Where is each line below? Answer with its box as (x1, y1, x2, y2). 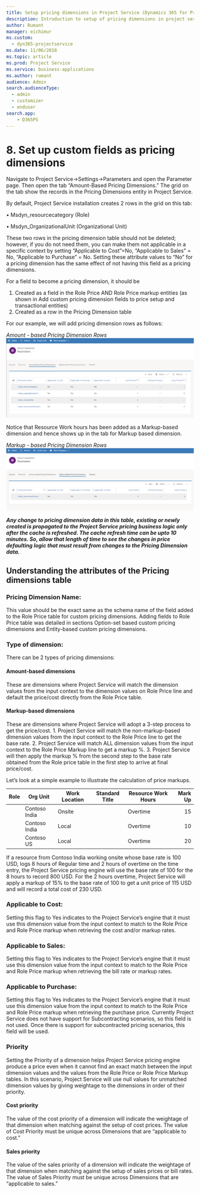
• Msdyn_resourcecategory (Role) (6, 211, 90, 219)
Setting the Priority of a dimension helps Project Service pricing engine (6, 1056, 180, 1063)
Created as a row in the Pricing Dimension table (14, 308, 132, 316)
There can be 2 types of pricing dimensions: (6, 654, 115, 661)
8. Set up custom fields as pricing (6, 143, 176, 156)
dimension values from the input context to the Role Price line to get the (6, 733, 182, 740)
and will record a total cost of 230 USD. (6, 885, 103, 893)
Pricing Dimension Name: (6, 593, 82, 601)
